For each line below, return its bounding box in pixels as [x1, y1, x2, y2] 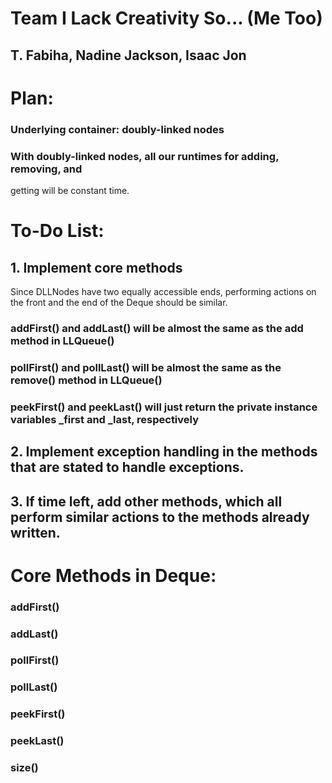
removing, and [10, 162, 83, 176]
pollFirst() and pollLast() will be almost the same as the [10, 360, 282, 374]
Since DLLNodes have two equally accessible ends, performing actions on [10, 285, 317, 297]
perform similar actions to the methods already [10, 508, 310, 526]
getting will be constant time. [10, 184, 130, 196]
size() [10, 761, 39, 775]
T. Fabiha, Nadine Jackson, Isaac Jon [10, 47, 247, 64]
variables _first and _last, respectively [10, 412, 200, 426]
